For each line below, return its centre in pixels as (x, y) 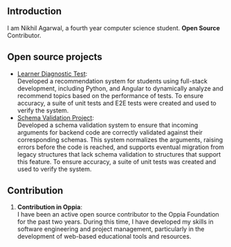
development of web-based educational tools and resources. (104, 237)
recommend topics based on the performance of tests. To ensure (110, 95)
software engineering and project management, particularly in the (111, 229)
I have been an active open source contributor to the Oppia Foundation (118, 215)
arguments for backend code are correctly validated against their (110, 132)
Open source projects (55, 57)
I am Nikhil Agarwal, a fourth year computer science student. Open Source (113, 28)
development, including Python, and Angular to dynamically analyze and (120, 88)
